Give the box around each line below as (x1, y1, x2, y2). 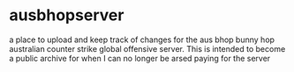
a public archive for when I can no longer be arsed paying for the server (9, 53, 271, 63)
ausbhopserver (9, 5, 124, 25)
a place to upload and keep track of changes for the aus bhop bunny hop (9, 34, 275, 45)
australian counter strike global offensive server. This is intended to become (9, 43, 286, 54)
